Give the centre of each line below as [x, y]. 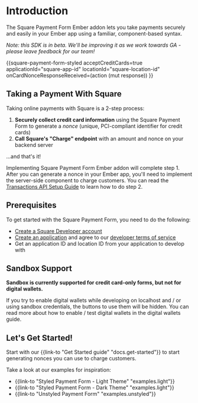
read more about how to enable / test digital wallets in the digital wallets [93, 313]
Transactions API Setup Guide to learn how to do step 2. [74, 186]
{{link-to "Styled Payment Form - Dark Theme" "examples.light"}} [94, 388]
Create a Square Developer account [58, 231]
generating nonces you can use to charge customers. [71, 359]
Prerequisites [31, 205]
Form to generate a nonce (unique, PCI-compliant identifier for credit [98, 126]
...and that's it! [24, 156]
